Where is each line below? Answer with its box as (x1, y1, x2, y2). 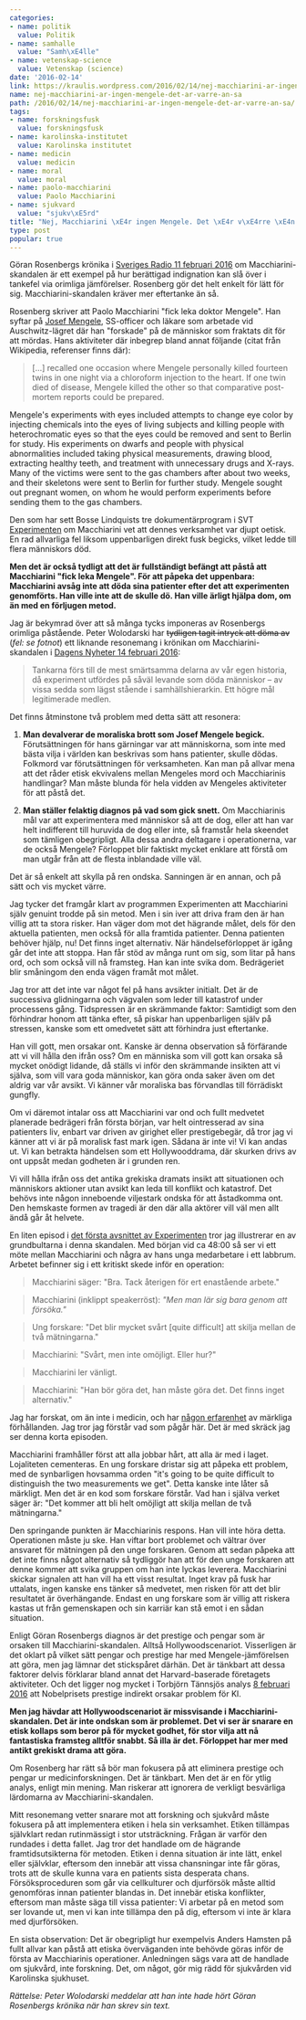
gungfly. (9, 1089, 41, 1101)
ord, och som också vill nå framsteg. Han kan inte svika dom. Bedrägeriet (9, 957, 285, 968)
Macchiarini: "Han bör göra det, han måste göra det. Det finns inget (31, 1385, 285, 1396)
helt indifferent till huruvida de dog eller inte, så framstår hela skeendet (22, 824, 289, 836)
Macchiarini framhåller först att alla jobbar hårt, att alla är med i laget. (9, 1449, 269, 1460)
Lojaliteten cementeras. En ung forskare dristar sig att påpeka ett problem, (9, 1459, 289, 1470)
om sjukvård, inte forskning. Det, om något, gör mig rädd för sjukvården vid (9, 1963, 292, 1974)
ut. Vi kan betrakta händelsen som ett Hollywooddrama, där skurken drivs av (9, 1146, 297, 1157)
